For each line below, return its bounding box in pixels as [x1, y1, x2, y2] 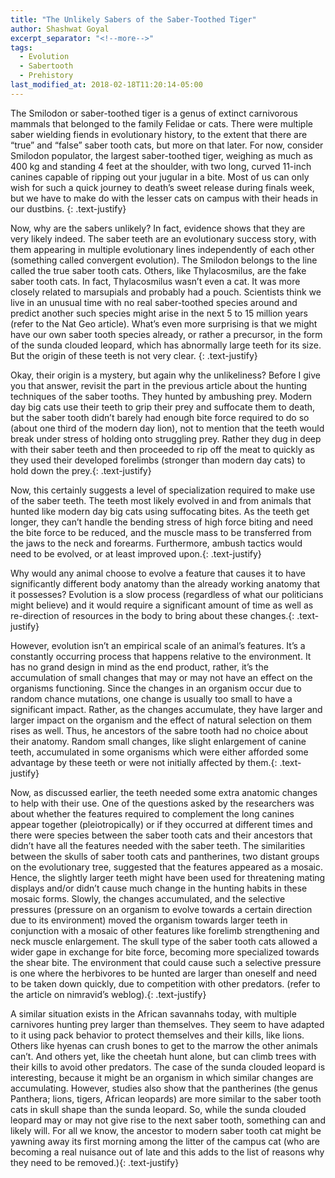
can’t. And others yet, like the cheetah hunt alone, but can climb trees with [10, 1050, 317, 1062]
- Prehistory [19, 71, 74, 81]
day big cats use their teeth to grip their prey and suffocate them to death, [10, 401, 316, 413]
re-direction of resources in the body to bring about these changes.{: [10, 609, 295, 621]
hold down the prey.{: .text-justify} [10, 464, 152, 476]
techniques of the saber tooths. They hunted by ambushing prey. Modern [10, 390, 313, 402]
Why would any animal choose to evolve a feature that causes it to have [10, 567, 307, 579]
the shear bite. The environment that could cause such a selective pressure [10, 956, 322, 968]
